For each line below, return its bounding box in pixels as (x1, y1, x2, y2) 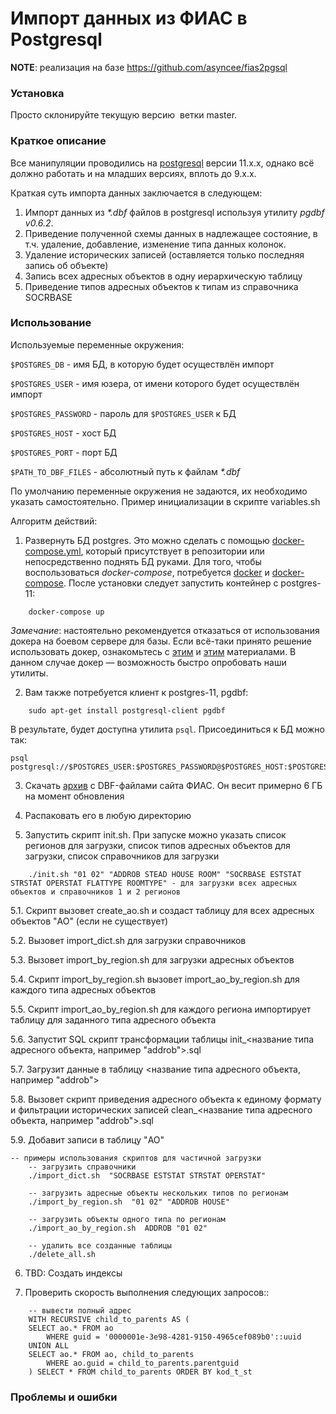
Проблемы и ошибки (10, 1390, 118, 1404)
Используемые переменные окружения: (10, 338, 185, 351)
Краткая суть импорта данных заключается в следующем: (10, 187, 263, 199)
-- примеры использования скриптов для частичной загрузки (10, 1153, 262, 1163)
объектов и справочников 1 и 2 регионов (10, 887, 182, 897)
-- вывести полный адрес (28, 1305, 132, 1316)
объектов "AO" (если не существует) (10, 915, 169, 927)
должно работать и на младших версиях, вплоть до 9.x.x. (10, 167, 257, 179)
